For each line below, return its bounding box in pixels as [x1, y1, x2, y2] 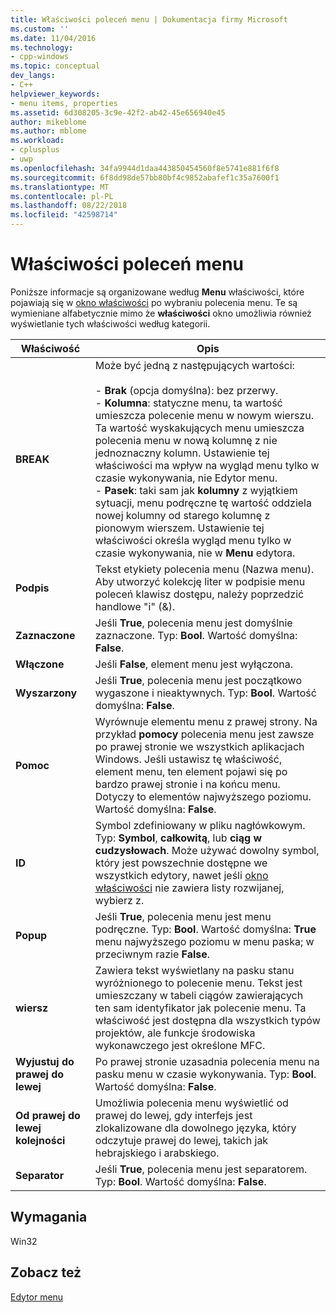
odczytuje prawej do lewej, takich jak [94, 1133, 269, 1147]
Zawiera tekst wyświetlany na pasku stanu [94, 963, 295, 977]
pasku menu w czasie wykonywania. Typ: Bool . [94, 1067, 317, 1081]
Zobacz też [10, 1264, 82, 1281]
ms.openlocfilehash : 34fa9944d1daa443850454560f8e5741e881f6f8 [10, 163, 280, 173]
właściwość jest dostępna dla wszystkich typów [94, 1013, 321, 1027]
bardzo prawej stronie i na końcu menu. [94, 777, 281, 791]
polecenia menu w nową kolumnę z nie [94, 433, 278, 447]
